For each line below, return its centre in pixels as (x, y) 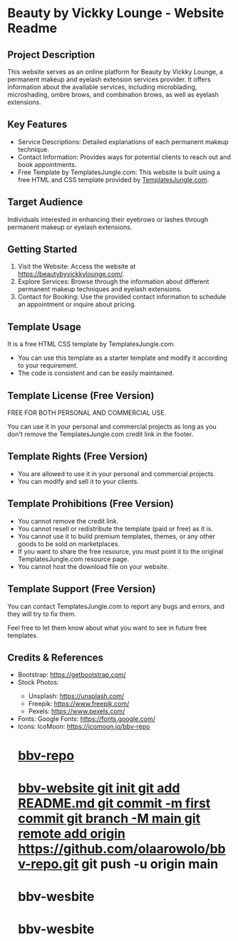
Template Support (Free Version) (82, 589)
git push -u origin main (150, 864)
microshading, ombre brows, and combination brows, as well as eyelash (113, 95)
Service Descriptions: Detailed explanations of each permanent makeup (123, 141)
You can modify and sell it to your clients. (78, 481)
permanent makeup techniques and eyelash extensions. (100, 289)
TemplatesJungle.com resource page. (73, 559)
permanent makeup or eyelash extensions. (70, 227)
